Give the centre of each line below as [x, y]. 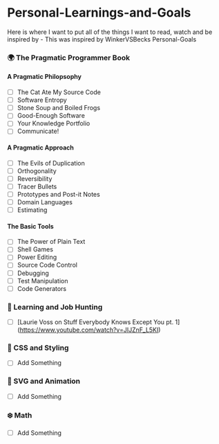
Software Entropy [42, 100]
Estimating [32, 210]
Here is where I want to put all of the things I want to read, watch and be [110, 32]
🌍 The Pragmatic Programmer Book [68, 57]
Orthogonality [37, 170]
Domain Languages [45, 202]
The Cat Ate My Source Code [59, 92]
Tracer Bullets [37, 186]
